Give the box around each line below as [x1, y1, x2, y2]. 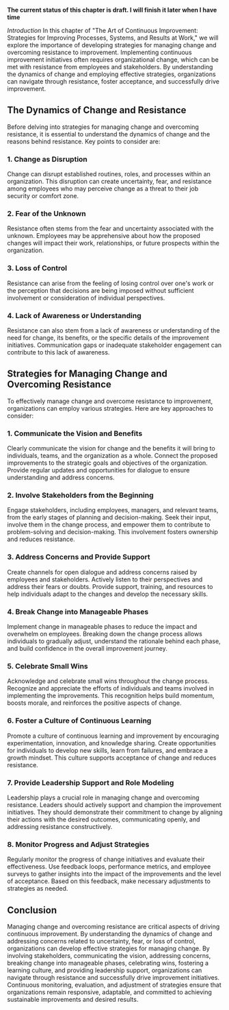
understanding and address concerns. [7, 473, 115, 482]
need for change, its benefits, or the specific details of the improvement [7, 334, 210, 341]
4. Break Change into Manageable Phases [7, 607, 149, 616]
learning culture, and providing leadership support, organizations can [7, 966, 202, 974]
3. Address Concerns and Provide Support [7, 552, 150, 562]
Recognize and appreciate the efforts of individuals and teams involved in [7, 684, 214, 693]
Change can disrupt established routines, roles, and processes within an [7, 170, 211, 178]
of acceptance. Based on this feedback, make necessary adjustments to [7, 877, 211, 885]
